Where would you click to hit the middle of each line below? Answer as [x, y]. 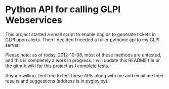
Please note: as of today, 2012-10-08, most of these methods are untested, [83, 55]
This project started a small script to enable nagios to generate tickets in [80, 34]
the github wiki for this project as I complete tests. [57, 66]
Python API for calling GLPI [63, 9]
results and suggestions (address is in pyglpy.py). [57, 81]
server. [13, 45]
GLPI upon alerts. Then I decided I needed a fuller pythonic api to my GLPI [82, 40]
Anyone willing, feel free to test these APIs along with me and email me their [85, 75]
